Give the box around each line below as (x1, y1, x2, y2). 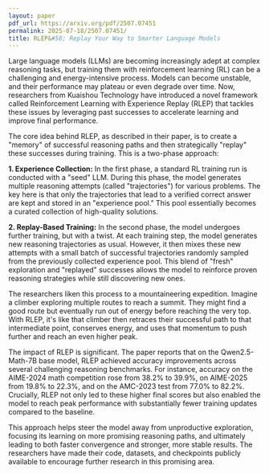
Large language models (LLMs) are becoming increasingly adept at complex (8, 56, 261, 66)
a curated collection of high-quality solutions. (8, 206, 159, 217)
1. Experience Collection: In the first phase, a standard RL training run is (8, 164, 247, 174)
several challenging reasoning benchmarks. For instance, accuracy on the (8, 365, 253, 374)
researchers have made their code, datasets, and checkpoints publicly (8, 448, 241, 458)
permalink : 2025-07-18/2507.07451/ (8, 27, 128, 35)
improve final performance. (8, 116, 99, 125)
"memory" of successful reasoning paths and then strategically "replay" (8, 140, 247, 149)
